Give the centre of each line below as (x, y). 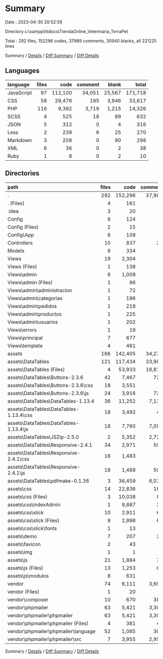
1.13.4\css (20, 415)
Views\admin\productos (35, 314)
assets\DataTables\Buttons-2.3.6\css (50, 385)
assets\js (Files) (25, 568)
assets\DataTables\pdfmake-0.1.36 (48, 481)
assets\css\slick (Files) (33, 520)
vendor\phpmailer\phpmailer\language (52, 631)
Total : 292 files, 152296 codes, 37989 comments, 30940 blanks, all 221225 (81, 41)
